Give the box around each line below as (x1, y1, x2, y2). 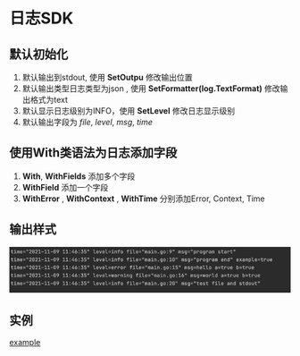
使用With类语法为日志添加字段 (9, 145, 178, 161)
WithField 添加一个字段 (21, 182, 109, 192)
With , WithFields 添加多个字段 (21, 171, 136, 182)
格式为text (29, 95, 69, 105)
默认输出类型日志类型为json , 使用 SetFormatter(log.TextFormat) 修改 (21, 83, 281, 94)
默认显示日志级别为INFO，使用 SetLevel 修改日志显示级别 (21, 106, 235, 116)
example (9, 337, 41, 348)
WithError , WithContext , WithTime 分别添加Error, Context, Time (21, 193, 265, 204)
